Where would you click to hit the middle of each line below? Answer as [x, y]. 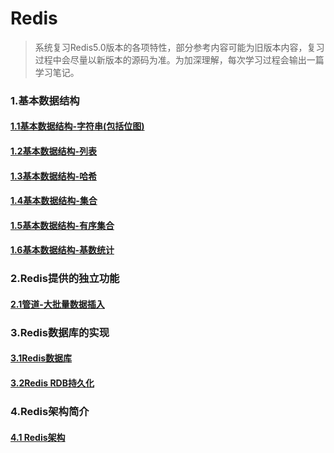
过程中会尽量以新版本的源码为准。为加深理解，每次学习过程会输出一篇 [179, 59]
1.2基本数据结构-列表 [54, 151]
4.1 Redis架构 [38, 437]
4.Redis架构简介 [50, 411]
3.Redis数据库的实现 [60, 332]
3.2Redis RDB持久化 [52, 383]
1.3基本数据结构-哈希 [53, 176]
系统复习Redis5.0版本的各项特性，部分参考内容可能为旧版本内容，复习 [179, 47]
